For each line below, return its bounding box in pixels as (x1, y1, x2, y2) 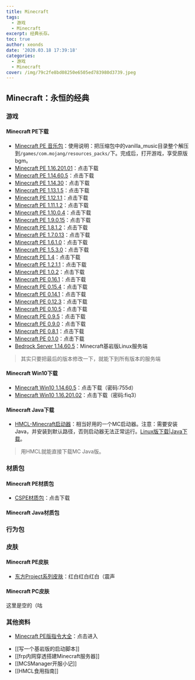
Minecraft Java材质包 (6, 509, 60, 516)
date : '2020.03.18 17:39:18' (6, 47, 78, 53)
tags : (6, 14, 19, 20)
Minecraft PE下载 (6, 128, 49, 135)
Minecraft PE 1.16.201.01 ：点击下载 (14, 164, 99, 171)
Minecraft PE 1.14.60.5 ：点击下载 (14, 171, 95, 179)
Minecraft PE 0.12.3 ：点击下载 (14, 298, 87, 305)
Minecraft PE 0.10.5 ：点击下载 (14, 305, 87, 312)
